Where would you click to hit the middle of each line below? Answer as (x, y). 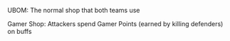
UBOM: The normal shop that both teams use (74, 10)
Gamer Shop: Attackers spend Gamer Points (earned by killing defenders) (115, 24)
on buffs (20, 31)
